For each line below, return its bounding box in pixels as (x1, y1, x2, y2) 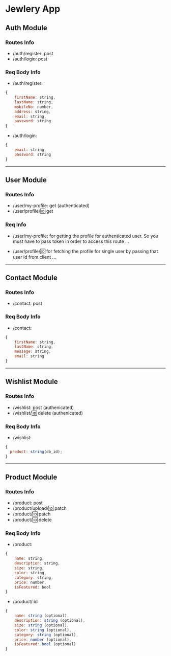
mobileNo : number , (14, 104, 53, 109)
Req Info (5, 221, 26, 228)
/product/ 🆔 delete (12, 517, 52, 523)
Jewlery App (5, 3, 61, 15)
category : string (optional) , (14, 632, 79, 637)
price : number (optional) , (14, 637, 72, 642)
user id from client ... (12, 254, 56, 260)
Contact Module (5, 274, 58, 282)
